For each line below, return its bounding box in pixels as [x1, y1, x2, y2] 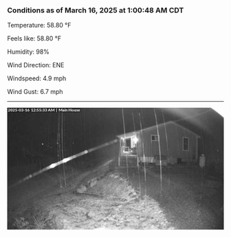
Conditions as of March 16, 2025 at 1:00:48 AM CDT [7, 5, 184, 15]
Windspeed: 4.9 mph [7, 74, 67, 82]
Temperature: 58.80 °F [7, 21, 71, 30]
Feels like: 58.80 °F [7, 34, 62, 43]
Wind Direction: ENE [7, 61, 65, 69]
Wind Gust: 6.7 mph [7, 88, 63, 96]
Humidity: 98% [7, 47, 50, 56]
